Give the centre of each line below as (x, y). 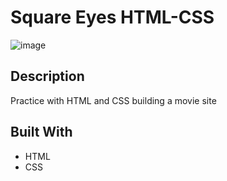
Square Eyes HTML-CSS (112, 17)
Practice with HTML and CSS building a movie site (113, 100)
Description (47, 76)
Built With (41, 132)
